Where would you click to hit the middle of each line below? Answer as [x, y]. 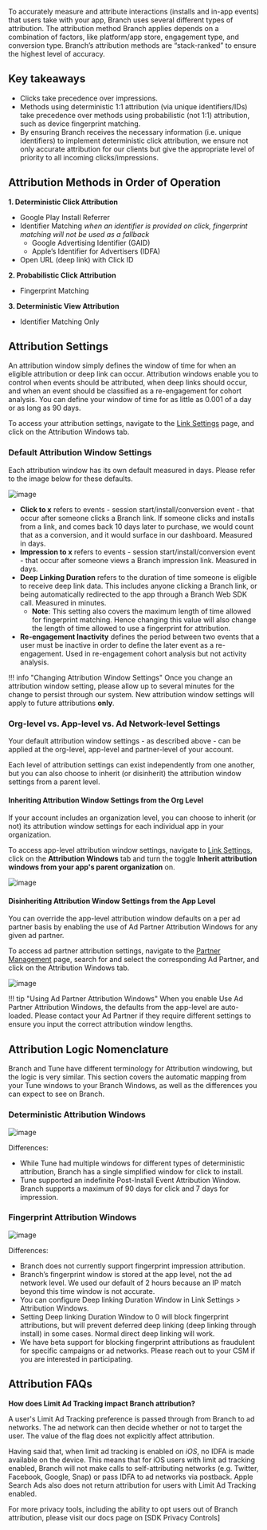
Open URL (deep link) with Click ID [77, 259]
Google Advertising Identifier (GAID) [91, 243]
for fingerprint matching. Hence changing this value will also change [144, 619]
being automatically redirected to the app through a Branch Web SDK [133, 594]
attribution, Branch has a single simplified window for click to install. [132, 1171]
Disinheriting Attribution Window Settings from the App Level [112, 901]
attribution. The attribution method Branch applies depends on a [114, 28]
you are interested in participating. [76, 1358]
